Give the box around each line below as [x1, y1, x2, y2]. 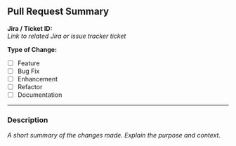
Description [7, 115, 48, 125]
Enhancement [17, 74, 58, 83]
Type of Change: [7, 45, 58, 53]
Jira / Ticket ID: [7, 24, 53, 32]
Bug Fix [17, 67, 40, 75]
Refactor [17, 83, 43, 91]
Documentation [17, 91, 63, 99]
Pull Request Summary [7, 6, 110, 18]
